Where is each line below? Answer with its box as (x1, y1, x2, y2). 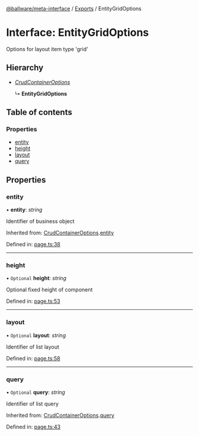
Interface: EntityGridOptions (6, 26, 149, 39)
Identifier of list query (6, 400, 59, 407)
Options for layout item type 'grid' (6, 45, 89, 52)
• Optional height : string (6, 275, 67, 282)
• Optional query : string (6, 389, 65, 396)
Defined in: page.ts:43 (6, 424, 61, 431)
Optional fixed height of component (6, 286, 93, 293)
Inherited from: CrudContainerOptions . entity (6, 229, 114, 237)
